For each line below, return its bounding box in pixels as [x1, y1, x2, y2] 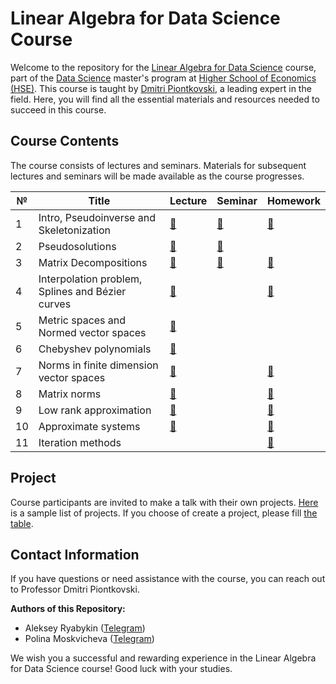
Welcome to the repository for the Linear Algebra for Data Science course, [10, 61, 317, 73]
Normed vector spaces [38, 325, 147, 339]
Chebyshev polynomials [38, 342, 152, 356]
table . [10, 517, 34, 529]
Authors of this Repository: [10, 603, 126, 615]
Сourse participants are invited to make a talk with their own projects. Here [10, 496, 319, 508]
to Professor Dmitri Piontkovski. [10, 583, 140, 596]
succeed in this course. [10, 103, 107, 116]
